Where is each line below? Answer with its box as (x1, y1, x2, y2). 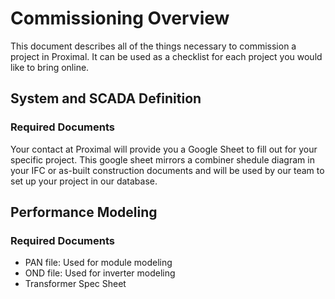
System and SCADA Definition (10, 90, 202, 107)
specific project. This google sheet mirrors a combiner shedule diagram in (10, 153, 315, 166)
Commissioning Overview (10, 7, 230, 30)
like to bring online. (10, 61, 90, 73)
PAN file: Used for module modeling (24, 257, 173, 269)
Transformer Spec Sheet (24, 278, 127, 290)
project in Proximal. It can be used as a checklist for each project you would (10, 50, 323, 62)
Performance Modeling (10, 204, 158, 221)
